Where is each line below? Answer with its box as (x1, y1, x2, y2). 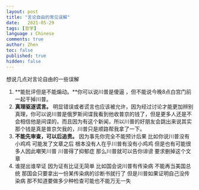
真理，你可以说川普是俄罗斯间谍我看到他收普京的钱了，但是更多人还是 (14, 110, 187, 118)
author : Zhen (6, 42, 39, 48)
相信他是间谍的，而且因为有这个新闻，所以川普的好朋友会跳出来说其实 (20, 118, 192, 125)
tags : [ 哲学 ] (6, 25, 37, 31)
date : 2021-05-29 (6, 20, 55, 26)
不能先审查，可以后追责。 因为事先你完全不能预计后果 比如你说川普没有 (14, 132, 190, 140)
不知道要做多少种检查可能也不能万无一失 (31, 177, 131, 184)
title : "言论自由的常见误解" (6, 14, 70, 20)
